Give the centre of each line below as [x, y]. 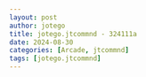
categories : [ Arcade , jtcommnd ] [69, 50]
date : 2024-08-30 [41, 42]
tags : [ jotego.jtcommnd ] [55, 58]
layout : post [33, 17]
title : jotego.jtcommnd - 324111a [73, 34]
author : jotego [37, 26]
